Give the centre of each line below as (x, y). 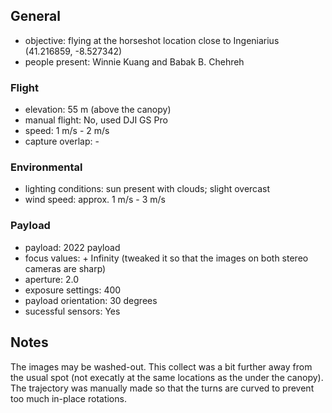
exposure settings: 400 (73, 290)
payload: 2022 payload (72, 247)
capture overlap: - (62, 141)
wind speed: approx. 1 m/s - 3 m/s (95, 200)
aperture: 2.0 (51, 279)
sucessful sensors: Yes (72, 311)
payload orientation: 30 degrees (91, 300)
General (36, 16)
